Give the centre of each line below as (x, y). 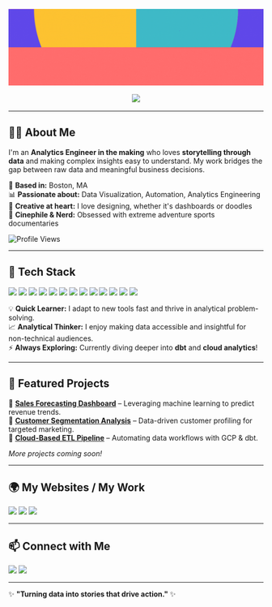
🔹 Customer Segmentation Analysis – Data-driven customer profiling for (130, 420)
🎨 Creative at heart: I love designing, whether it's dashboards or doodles (130, 206)
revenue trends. (35, 411)
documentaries (34, 223)
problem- (243, 308)
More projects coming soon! (55, 453)
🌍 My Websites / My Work (77, 487)
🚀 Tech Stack (42, 272)
